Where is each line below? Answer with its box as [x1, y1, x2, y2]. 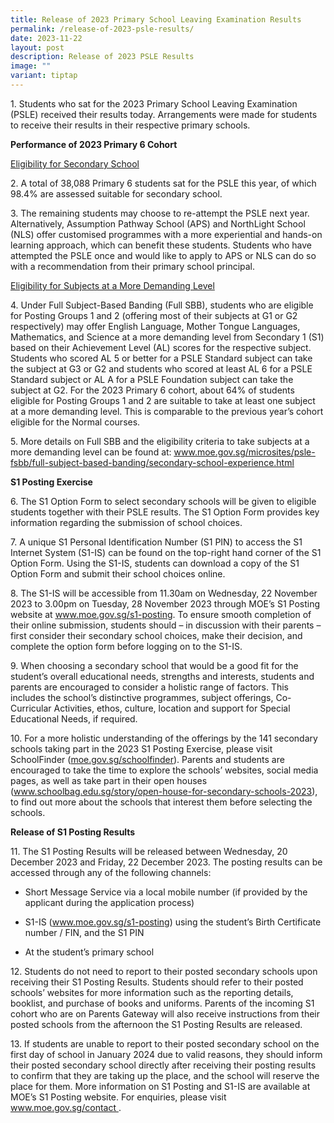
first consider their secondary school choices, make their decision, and [10, 629, 303, 641]
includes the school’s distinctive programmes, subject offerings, [10, 691, 274, 703]
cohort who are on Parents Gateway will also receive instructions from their [10, 1007, 320, 1020]
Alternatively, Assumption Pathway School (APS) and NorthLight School [10, 217, 306, 230]
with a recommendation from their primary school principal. [10, 260, 256, 272]
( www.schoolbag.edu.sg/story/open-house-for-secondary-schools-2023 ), [10, 785, 318, 797]
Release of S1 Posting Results [10, 826, 136, 838]
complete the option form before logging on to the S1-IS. [10, 640, 243, 652]
